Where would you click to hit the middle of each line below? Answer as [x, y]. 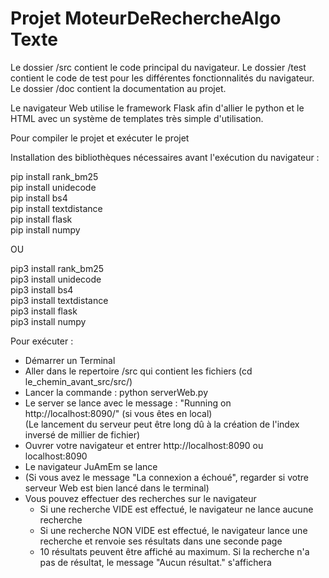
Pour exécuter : [42, 341]
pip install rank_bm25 [54, 176]
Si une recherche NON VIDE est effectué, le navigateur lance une [173, 530]
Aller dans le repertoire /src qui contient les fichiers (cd [138, 371]
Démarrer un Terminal [70, 360]
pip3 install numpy [48, 321]
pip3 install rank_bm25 [57, 268]
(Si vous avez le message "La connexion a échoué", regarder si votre [166, 477]
